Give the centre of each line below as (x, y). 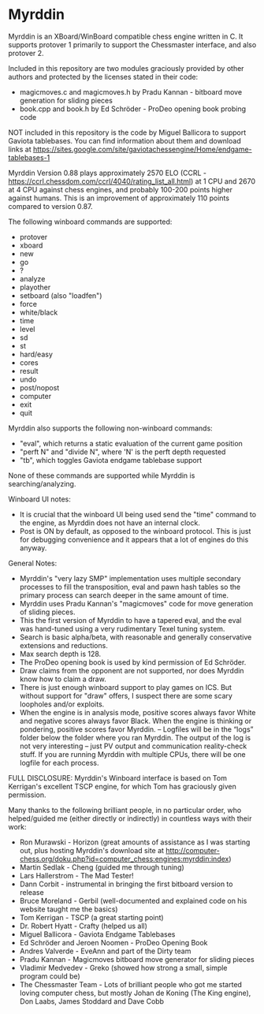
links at (20, 149)
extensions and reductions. (63, 645)
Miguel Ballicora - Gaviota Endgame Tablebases (97, 934)
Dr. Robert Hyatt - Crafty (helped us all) (84, 926)
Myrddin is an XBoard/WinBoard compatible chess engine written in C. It (126, 36)
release (32, 892)
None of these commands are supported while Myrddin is (102, 475)
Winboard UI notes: (39, 499)
